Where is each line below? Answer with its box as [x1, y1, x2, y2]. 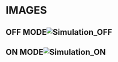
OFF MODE [5, 27, 47, 37]
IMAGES [5, 4, 47, 17]
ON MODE [5, 47, 44, 57]
